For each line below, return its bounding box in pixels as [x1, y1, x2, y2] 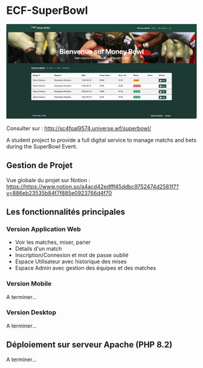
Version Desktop [6, 308, 56, 317]
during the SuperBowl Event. [6, 143, 78, 150]
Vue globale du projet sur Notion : [6, 176, 91, 183]
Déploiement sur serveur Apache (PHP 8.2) [6, 340, 173, 350]
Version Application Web [6, 225, 82, 233]
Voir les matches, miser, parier [14, 238, 91, 246]
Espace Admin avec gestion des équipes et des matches [14, 264, 156, 272]
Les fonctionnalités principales [6, 206, 126, 217]
